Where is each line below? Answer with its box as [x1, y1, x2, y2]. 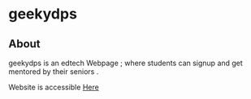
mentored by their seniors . [8, 67, 99, 76]
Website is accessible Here [8, 82, 99, 92]
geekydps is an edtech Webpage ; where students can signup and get [8, 58, 244, 68]
